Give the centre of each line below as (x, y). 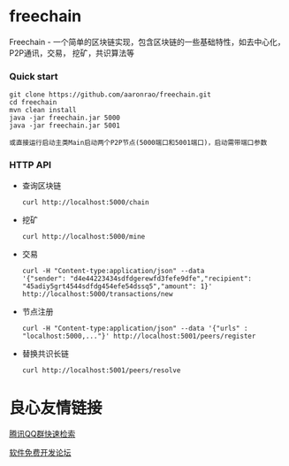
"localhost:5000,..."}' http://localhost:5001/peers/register (139, 336)
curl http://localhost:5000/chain (85, 202)
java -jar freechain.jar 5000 (65, 118)
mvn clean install (43, 111)
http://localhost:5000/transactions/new (97, 294)
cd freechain (33, 103)
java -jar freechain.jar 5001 (65, 126)
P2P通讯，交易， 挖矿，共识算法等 (72, 53)
